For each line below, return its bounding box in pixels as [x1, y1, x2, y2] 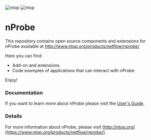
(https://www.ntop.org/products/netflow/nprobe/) [5, 129, 105, 135]
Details [5, 113, 23, 120]
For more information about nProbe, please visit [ [5, 124, 104, 130]
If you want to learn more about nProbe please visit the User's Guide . [5, 101, 145, 107]
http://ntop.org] [103, 124, 135, 130]
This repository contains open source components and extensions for [5, 38, 146, 44]
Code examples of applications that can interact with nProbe [12, 67, 135, 73]
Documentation [5, 89, 43, 96]
